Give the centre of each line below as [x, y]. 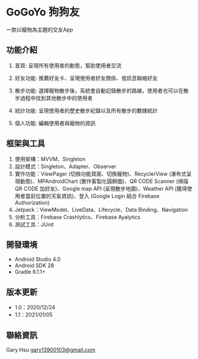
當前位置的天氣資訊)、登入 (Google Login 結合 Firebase [92, 196]
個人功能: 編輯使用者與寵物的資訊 [55, 123]
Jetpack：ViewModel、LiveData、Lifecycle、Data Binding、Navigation [101, 209]
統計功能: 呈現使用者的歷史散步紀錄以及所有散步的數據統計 [86, 111]
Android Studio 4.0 [38, 259]
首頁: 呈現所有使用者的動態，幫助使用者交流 [68, 65]
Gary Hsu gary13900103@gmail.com [51, 350]
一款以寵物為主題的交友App [40, 30]
